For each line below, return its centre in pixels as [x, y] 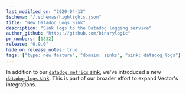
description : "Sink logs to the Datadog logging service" [79, 28]
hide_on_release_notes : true [42, 50]
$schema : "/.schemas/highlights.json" [54, 17]
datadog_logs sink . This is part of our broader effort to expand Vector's [92, 78]
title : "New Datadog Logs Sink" [46, 22]
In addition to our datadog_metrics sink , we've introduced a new [84, 72]
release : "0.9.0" [27, 45]
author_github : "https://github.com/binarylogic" [68, 33]
